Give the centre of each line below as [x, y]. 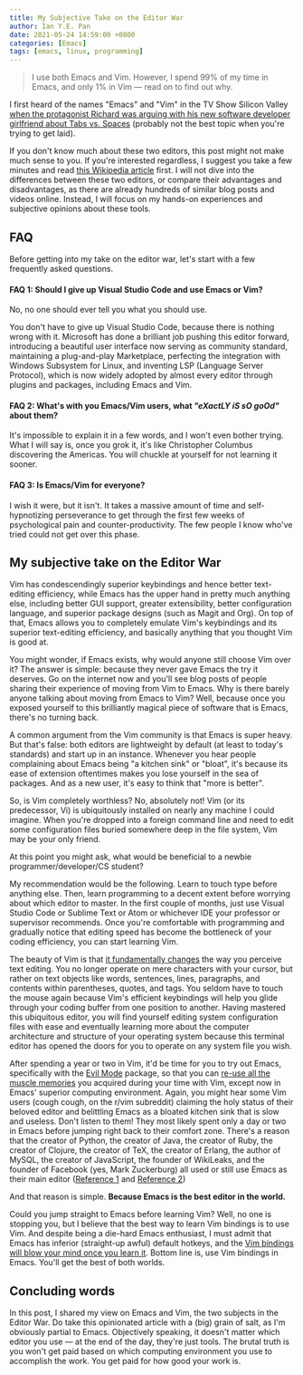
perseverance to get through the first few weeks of [150, 515]
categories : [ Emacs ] [48, 43]
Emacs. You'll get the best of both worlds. [87, 1263]
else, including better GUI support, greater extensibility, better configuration [151, 604]
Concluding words [62, 1291]
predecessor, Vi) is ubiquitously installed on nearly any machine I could [142, 810]
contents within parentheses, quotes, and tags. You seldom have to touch [146, 988]
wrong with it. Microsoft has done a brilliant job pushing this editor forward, [149, 337]
